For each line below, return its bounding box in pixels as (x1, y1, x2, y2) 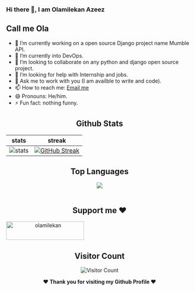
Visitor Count (74, 251, 125, 261)
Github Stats (76, 119, 123, 129)
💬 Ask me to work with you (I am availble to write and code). (14, 77, 162, 84)
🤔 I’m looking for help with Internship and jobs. (14, 71, 129, 78)
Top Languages (70, 166, 129, 176)
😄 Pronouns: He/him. (14, 92, 68, 100)
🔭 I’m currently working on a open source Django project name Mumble (14, 39, 190, 46)
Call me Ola (6, 24, 49, 34)
